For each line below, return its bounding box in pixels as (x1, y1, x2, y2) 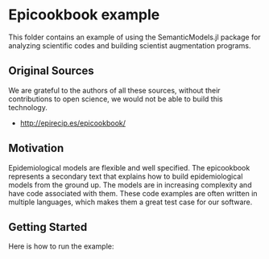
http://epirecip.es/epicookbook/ (19, 118, 126, 128)
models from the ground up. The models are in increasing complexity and (8, 179, 252, 190)
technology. (8, 102, 48, 112)
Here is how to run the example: (8, 241, 114, 251)
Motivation (8, 142, 64, 155)
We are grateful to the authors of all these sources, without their (8, 85, 221, 95)
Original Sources (8, 64, 94, 78)
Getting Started (8, 220, 88, 234)
